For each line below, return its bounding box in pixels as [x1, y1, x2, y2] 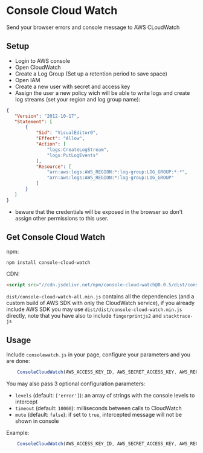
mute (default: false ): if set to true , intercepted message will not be [14, 411, 182, 418]
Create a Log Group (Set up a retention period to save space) [14, 70, 168, 77]
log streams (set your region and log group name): [14, 95, 141, 103]
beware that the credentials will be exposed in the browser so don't [14, 208, 183, 215]
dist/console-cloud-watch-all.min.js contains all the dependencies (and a [6, 293, 195, 300]
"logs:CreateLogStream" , [47, 146, 110, 153]
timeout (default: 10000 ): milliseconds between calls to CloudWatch [14, 405, 182, 411]
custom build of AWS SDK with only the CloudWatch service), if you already [6, 300, 195, 307]
